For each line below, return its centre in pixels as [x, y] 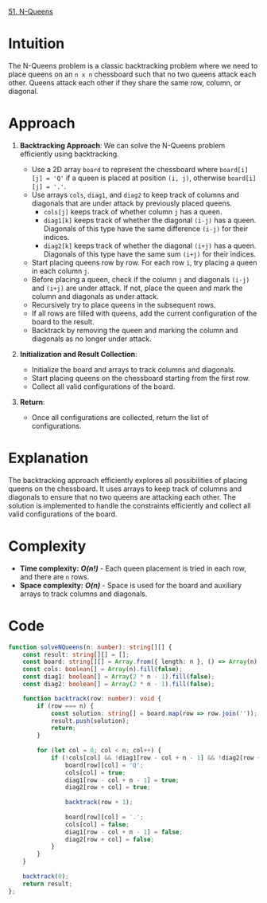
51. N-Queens [31, 12]
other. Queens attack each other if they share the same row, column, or [125, 82]
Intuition [37, 44]
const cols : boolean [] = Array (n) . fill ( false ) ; [103, 669]
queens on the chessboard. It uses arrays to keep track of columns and [125, 489]
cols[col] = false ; [97, 824]
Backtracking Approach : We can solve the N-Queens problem [122, 145]
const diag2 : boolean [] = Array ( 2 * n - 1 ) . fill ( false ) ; [119, 685]
